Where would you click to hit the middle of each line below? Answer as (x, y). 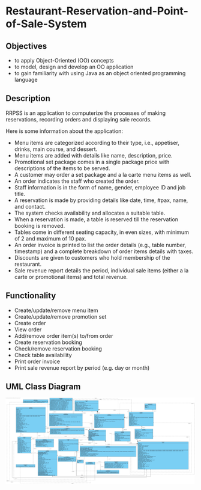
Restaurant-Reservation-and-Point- (97, 11)
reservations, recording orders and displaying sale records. (79, 119)
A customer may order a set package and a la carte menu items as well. (103, 174)
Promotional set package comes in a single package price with (92, 162)
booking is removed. (40, 225)
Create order (30, 323)
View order (28, 329)
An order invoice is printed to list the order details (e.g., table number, (100, 245)
